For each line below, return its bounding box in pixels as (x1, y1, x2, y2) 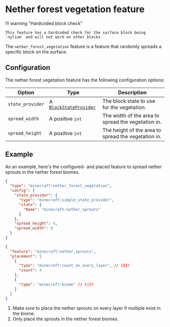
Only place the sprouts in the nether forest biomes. (12, 316, 119, 322)
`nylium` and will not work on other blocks (5, 34, 101, 39)
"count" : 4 (18, 268, 42, 273)
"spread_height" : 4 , (14, 221, 58, 226)
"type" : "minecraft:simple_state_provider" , (18, 197, 114, 203)
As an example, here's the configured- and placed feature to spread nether (5, 163, 162, 170)
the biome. (12, 310, 35, 317)
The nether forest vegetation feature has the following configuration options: (5, 77, 165, 83)
